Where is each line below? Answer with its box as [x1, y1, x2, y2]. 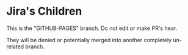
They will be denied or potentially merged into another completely [6, 36, 172, 43]
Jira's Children [6, 4, 82, 18]
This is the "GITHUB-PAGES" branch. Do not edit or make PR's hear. [6, 24, 178, 32]
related [6, 43, 24, 50]
